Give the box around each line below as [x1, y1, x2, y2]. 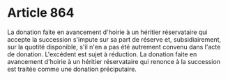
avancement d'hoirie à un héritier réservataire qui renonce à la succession [7, 57, 221, 65]
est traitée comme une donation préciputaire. [7, 65, 137, 73]
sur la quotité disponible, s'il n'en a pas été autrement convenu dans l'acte [7, 42, 221, 51]
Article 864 [7, 5, 75, 21]
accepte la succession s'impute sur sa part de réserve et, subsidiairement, [7, 35, 222, 43]
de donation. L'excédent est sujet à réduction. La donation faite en [7, 50, 197, 58]
